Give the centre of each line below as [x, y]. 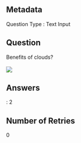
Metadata [24, 10]
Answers [23, 88]
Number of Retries [41, 121]
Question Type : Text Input [38, 24]
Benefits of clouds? [30, 57]
